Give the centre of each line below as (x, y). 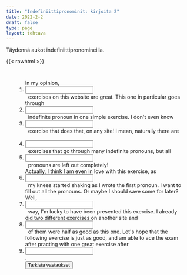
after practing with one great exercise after (77, 245)
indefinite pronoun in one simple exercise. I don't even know (101, 117)
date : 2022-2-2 (25, 17)
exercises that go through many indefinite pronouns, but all (99, 151)
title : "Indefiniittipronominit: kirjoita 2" (63, 11)
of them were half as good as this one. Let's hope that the (98, 232)
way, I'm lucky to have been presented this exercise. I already (103, 212)
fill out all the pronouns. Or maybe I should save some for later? (102, 192)
